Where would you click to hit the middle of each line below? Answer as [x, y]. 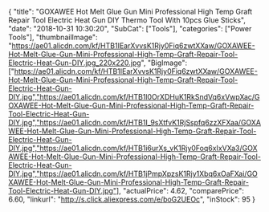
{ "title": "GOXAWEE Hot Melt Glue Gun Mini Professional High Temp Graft [130, 12]
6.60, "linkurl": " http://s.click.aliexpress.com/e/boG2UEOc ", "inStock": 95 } [132, 199]
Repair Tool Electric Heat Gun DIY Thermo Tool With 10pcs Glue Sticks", [127, 20]
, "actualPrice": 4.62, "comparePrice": [182, 191]
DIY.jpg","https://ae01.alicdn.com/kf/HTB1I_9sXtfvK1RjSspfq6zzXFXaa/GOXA [135, 122]
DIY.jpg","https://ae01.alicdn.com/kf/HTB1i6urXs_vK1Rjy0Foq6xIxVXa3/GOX [133, 148]
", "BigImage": [164, 63]
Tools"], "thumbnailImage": [53, 37]
